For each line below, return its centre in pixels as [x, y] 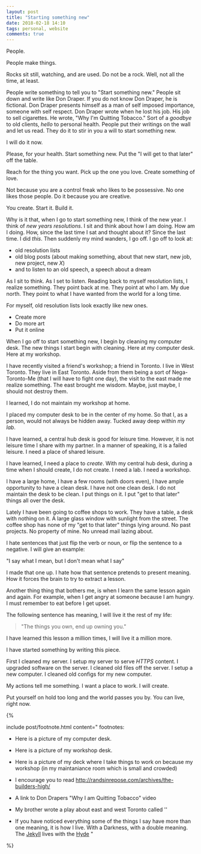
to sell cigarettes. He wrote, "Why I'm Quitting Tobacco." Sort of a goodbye [99, 118]
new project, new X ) [40, 263]
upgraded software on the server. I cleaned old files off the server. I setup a [100, 668]
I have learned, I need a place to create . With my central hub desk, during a [99, 463]
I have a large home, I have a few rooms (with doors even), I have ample [95, 481]
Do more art [30, 323]
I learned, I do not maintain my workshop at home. [68, 403]
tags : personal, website [37, 29]
